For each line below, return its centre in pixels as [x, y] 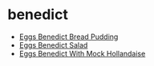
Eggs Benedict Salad [53, 45]
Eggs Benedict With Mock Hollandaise [82, 53]
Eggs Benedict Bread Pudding [69, 37]
